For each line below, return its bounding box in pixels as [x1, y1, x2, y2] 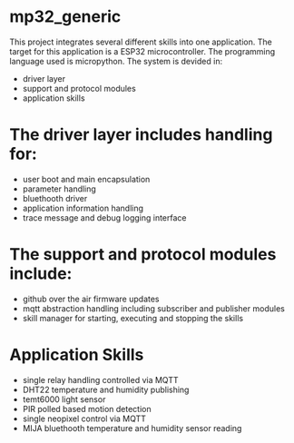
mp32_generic [9, 6, 122, 27]
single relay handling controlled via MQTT [22, 374, 179, 385]
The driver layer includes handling [9, 124, 273, 145]
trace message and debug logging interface [22, 212, 187, 223]
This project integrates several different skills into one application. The [9, 36, 272, 47]
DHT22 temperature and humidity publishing [22, 384, 190, 395]
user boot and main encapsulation [22, 173, 151, 184]
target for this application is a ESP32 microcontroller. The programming [9, 45, 276, 56]
